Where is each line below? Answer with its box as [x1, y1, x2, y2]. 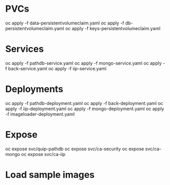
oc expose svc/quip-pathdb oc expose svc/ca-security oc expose [5, 146, 144, 152]
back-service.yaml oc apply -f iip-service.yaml [8, 65, 107, 71]
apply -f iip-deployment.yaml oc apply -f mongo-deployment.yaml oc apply [5, 105, 164, 112]
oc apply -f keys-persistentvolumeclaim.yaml [65, 25, 161, 31]
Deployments [5, 84, 64, 95]
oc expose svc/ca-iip [21, 151, 65, 157]
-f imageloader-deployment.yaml [5, 111, 75, 117]
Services [5, 43, 44, 55]
